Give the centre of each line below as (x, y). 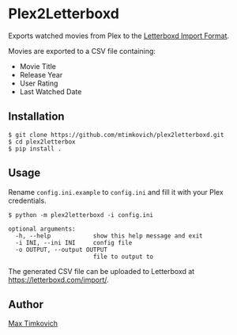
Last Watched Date (51, 91)
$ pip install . (35, 148)
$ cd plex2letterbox (42, 142)
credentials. (27, 200)
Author (26, 305)
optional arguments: (42, 229)
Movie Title (38, 66)
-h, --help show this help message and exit (109, 236)
